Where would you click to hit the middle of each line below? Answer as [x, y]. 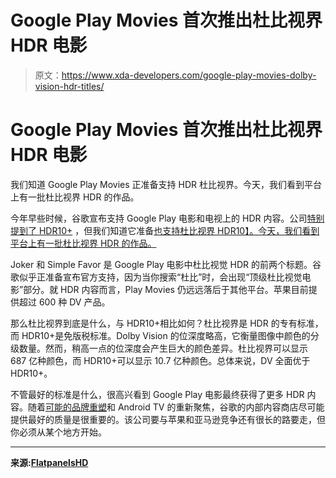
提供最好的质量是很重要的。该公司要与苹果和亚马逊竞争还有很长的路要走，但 [168, 419]
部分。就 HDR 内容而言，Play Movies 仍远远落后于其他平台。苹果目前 [166, 289]
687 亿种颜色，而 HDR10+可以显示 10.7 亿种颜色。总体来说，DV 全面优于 [160, 360]
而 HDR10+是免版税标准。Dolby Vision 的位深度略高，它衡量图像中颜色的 [160, 335]
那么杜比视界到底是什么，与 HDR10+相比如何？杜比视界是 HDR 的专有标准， [167, 323]
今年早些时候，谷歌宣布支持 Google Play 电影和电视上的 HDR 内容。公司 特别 [167, 218]
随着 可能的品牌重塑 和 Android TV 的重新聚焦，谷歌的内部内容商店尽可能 [176, 407]
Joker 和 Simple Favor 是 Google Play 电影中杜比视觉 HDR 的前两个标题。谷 [166, 264]
